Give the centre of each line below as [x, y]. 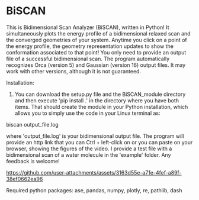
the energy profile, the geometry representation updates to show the [90, 46]
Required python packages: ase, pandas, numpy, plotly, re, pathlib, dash [94, 190]
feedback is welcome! [33, 161]
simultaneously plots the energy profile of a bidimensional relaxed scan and [98, 33]
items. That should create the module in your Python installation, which [101, 107]
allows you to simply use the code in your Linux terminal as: [88, 113]
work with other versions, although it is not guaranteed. [73, 71]
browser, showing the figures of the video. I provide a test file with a [89, 149]
